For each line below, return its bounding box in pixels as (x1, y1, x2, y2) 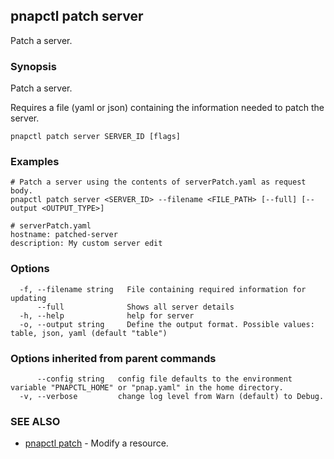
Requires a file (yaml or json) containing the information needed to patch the (10, 102, 325, 114)
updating (10, 293, 47, 303)
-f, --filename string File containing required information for (19, 284, 307, 294)
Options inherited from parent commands (10, 351, 217, 365)
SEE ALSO (10, 414, 61, 428)
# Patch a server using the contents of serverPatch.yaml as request (10, 177, 307, 188)
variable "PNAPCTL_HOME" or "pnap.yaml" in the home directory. (10, 383, 284, 393)
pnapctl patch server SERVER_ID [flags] (10, 132, 182, 142)
